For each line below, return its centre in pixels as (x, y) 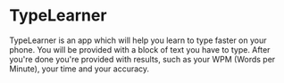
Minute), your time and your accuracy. (79, 69)
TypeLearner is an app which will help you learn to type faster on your (138, 40)
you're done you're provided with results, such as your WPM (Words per (142, 59)
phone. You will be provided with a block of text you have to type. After (140, 49)
